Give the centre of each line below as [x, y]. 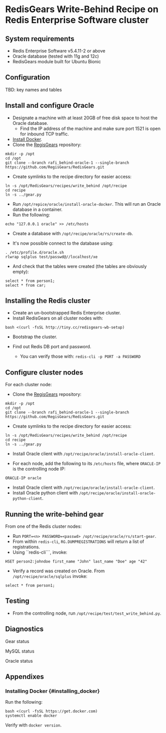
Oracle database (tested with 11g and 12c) [56, 56]
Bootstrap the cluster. [35, 337]
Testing [17, 601]
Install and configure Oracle [50, 105]
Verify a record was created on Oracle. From [59, 571]
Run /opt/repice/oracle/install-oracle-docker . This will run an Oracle [87, 204]
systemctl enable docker [31, 716]
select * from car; [26, 285]
